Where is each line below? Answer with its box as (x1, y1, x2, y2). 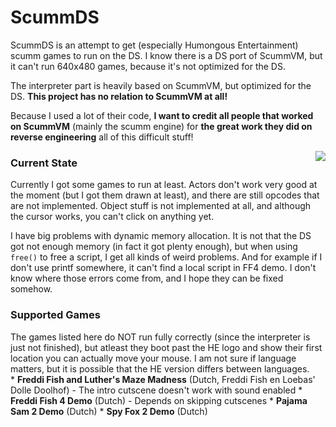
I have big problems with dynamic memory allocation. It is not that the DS (10, 230, 312, 242)
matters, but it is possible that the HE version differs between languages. (10, 362, 310, 375)
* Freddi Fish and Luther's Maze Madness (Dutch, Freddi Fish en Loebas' (10, 373, 316, 385)
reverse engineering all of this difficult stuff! (10, 131, 194, 143)
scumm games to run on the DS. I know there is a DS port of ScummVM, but (10, 49, 323, 61)
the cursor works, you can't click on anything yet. (10, 211, 215, 223)
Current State (10, 156, 78, 170)
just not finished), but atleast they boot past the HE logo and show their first (10, 341, 323, 353)
